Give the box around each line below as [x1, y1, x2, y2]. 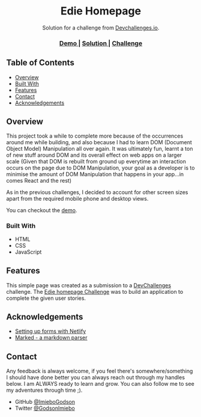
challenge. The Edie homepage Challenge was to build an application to [6, 288, 184, 295]
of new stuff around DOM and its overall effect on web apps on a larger [6, 151, 182, 159]
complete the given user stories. [6, 294, 86, 302]
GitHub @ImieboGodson [14, 398, 75, 406]
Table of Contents [6, 58, 75, 68]
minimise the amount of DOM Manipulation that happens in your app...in [6, 171, 184, 178]
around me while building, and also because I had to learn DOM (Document [6, 139, 192, 146]
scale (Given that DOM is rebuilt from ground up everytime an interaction [6, 158, 187, 165]
